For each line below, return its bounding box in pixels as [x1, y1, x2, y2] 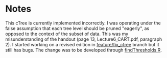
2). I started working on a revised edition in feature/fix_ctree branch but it [5, 41, 159, 47]
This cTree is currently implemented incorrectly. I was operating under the [5, 20, 161, 26]
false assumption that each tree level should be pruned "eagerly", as [5, 25, 150, 31]
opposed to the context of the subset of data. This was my [5, 31, 129, 37]
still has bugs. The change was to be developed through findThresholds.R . [5, 47, 162, 53]
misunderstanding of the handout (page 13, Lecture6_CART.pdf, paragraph [5, 36, 162, 42]
